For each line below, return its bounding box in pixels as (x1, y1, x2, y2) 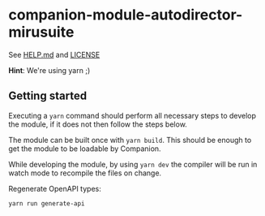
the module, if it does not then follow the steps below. (8, 119, 188, 129)
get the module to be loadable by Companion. (8, 144, 161, 153)
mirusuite (8, 23, 75, 41)
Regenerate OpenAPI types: (8, 184, 101, 193)
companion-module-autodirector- (8, 6, 243, 24)
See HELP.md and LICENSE (8, 50, 100, 59)
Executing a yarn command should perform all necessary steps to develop (8, 110, 257, 120)
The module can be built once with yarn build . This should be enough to (8, 135, 252, 145)
